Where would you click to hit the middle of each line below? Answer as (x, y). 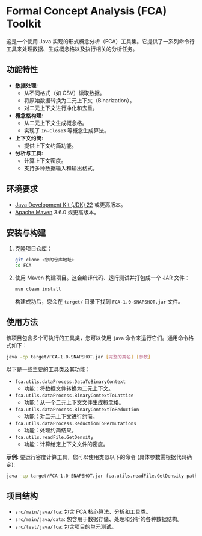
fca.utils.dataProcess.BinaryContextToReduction (77, 410)
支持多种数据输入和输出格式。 (61, 168)
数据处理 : (26, 85)
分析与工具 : (29, 153)
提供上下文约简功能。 (50, 145)
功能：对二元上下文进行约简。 (61, 416)
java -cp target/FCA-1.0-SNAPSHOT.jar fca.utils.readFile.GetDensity (95, 476)
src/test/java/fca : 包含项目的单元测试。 (66, 527)
